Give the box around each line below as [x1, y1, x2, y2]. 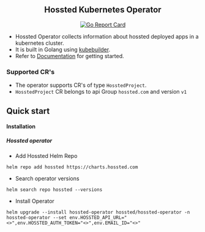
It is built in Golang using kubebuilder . [15, 45, 111, 53]
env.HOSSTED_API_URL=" [69, 215, 127, 221]
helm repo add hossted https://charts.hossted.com [6, 164, 138, 170]
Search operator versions [15, 175, 80, 182]
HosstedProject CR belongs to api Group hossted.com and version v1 [15, 88, 187, 95]
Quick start [6, 106, 50, 116]
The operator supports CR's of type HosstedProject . [15, 81, 147, 89]
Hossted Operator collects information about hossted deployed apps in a [15, 32, 199, 40]
